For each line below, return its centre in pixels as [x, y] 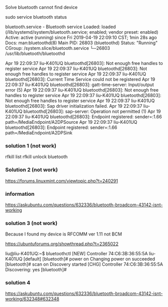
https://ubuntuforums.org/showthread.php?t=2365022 [62, 244]
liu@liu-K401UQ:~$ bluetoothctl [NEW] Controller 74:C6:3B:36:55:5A [77, 254]
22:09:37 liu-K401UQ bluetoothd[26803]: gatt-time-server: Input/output [80, 85]
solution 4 [18, 283]
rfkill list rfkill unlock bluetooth [36, 157]
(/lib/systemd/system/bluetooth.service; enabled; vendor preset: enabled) [82, 32]
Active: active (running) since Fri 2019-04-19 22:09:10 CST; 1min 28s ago [81, 37]
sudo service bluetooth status [36, 17]
